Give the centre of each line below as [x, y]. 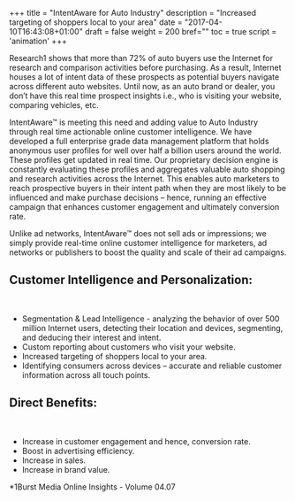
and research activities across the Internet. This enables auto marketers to [144, 179]
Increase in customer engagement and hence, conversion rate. [136, 441]
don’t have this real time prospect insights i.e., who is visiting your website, [146, 96]
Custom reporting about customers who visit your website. [129, 347]
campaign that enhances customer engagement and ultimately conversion [144, 207]
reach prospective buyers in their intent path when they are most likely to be [148, 188]
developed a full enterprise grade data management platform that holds [139, 141]
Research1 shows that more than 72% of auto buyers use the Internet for [141, 58]
